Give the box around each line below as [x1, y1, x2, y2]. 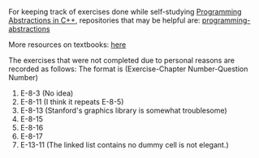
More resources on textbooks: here [8, 40, 127, 49]
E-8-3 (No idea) [19, 88, 74, 98]
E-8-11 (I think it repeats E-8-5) [19, 97, 124, 106]
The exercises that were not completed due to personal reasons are [8, 56, 235, 65]
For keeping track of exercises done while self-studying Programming [8, 7, 242, 16]
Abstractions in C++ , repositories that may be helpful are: [8, 15, 201, 25]
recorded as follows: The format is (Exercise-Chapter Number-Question [8, 64, 248, 74]
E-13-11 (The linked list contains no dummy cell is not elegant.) [19, 140, 229, 149]
